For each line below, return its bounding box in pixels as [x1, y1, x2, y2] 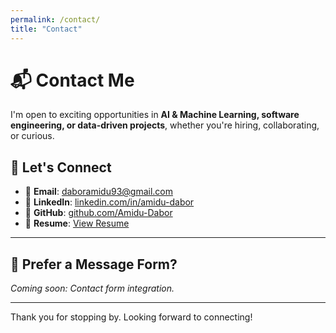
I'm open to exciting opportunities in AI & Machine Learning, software [10, 109, 300, 121]
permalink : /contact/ [10, 14, 101, 25]
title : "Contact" [10, 24, 83, 34]
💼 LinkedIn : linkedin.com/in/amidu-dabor [24, 196, 195, 208]
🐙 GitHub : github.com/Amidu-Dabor [24, 207, 173, 219]
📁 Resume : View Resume [24, 217, 130, 230]
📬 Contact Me [10, 69, 135, 91]
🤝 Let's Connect [10, 159, 112, 176]
